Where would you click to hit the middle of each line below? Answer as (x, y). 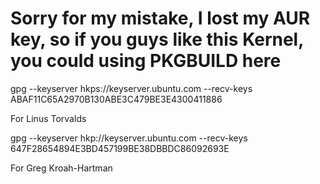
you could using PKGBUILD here (146, 61)
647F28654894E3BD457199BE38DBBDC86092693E (120, 148)
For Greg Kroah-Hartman (61, 168)
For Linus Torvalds (48, 118)
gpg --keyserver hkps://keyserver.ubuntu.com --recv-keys (131, 88)
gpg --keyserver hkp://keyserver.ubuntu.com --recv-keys (129, 138)
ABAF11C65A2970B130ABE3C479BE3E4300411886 (116, 99)
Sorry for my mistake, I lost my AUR (160, 18)
